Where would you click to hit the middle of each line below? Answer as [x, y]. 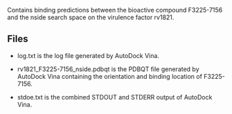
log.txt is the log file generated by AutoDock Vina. [88, 55]
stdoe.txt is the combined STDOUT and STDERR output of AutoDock [115, 97]
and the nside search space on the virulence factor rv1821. [91, 17]
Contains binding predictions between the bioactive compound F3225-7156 [115, 10]
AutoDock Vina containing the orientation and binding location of [110, 76]
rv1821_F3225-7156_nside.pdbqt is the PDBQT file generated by [108, 69]
